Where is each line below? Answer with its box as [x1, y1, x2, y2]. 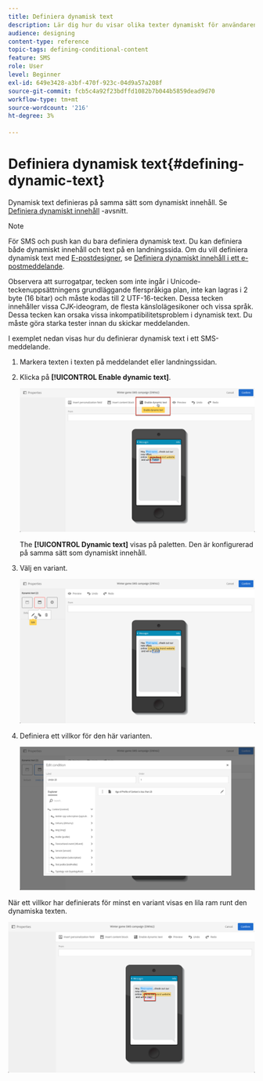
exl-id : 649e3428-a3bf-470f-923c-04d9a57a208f [8, 79, 163, 86]
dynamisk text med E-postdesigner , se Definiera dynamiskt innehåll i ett [8, 253, 240, 262]
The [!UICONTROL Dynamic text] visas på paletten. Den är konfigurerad [19, 540, 254, 550]
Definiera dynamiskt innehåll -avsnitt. [8, 206, 128, 215]
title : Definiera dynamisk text [8, 13, 113, 20]
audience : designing [8, 29, 76, 37]
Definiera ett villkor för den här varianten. [19, 731, 153, 740]
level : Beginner [8, 71, 61, 79]
